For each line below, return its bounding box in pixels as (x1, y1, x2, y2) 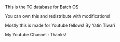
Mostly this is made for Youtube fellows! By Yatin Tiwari (5, 22, 116, 28)
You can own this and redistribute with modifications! (5, 13, 111, 19)
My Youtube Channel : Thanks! (5, 32, 67, 37)
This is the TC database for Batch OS (5, 4, 79, 10)
